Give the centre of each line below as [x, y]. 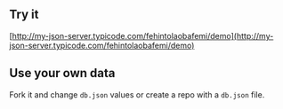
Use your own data [62, 73]
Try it [24, 15]
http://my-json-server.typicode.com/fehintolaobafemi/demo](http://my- [143, 35]
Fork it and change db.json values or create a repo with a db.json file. [137, 94]
